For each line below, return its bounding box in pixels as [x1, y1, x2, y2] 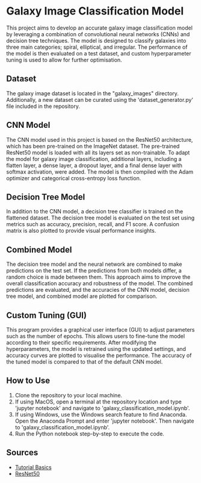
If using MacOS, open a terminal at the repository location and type [14, 398, 182, 405]
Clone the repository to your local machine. [14, 391, 122, 399]
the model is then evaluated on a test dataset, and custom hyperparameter [6, 49, 191, 57]
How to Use [6, 376, 51, 386]
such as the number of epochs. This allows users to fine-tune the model [6, 333, 185, 339]
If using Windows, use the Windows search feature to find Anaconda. [14, 411, 187, 418]
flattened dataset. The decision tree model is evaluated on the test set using [6, 214, 195, 221]
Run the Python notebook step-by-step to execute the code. [14, 430, 164, 437]
